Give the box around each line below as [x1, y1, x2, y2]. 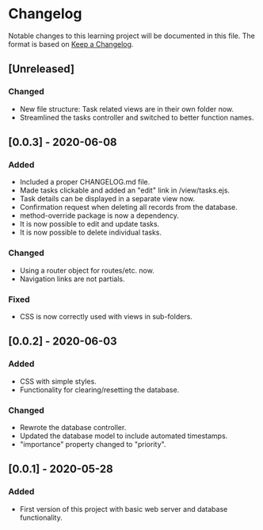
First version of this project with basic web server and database [19, 504, 228, 513]
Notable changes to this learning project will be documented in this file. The [8, 31, 255, 40]
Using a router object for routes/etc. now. [19, 265, 154, 275]
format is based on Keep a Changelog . [8, 39, 134, 48]
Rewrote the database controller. [19, 422, 127, 432]
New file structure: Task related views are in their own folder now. [19, 104, 234, 113]
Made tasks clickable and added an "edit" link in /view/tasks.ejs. [19, 185, 231, 195]
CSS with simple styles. [19, 376, 97, 386]
